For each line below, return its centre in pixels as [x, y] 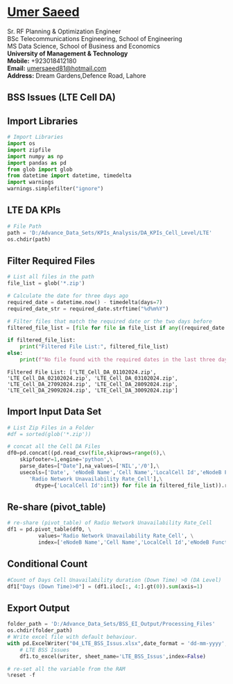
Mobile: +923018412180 [42, 60]
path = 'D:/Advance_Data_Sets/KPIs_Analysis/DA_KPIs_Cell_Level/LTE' [110, 233]
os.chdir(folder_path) [40, 631]
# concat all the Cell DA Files [54, 447]
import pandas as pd [37, 163]
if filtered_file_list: [42, 340]
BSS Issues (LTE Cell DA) [62, 98]
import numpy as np [35, 156]
